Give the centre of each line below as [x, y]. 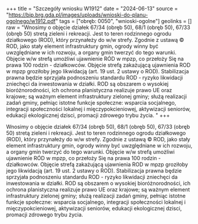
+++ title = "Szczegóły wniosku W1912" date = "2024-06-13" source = [92, 9]
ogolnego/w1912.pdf [31, 21]
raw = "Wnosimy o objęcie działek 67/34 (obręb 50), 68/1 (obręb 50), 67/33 [98, 27]
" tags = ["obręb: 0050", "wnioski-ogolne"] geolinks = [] [124, 21]
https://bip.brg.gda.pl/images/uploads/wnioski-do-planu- [78, 15]
